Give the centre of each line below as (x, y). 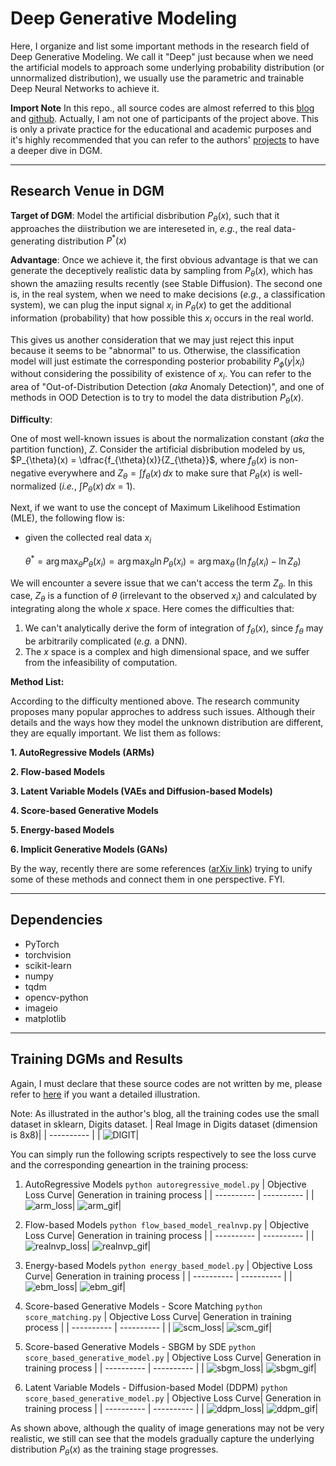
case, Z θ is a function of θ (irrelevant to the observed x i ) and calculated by (163, 597)
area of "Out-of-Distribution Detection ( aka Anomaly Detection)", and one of (167, 387)
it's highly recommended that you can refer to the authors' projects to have (165, 139)
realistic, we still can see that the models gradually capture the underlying (162, 1438)
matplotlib (45, 1018)
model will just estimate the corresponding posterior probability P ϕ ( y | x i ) (158, 362)
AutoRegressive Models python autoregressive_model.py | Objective (165, 1184)
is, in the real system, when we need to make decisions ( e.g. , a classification (168, 294)
